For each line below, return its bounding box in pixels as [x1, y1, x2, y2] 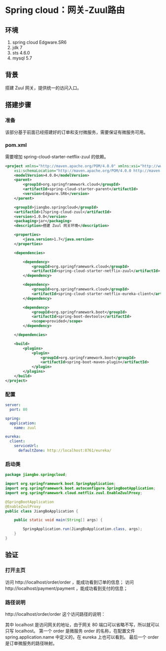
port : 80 [9, 407, 28, 412]
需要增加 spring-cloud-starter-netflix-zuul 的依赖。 [5, 153, 109, 159]
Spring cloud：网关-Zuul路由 [5, 4, 125, 16]
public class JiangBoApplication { [5, 509, 79, 514]
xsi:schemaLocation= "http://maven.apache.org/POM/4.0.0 [14, 168, 132, 173]
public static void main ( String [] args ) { [14, 518, 103, 522]
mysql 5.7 [12, 55, 32, 61]
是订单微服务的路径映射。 [5, 640, 57, 646]
